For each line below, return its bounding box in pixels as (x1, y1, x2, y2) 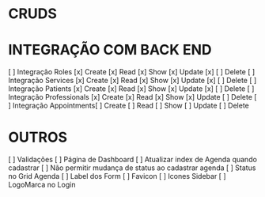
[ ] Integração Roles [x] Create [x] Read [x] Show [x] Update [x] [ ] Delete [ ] (8, 67, 256, 77)
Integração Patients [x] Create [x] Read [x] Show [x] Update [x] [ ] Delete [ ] (8, 84, 255, 93)
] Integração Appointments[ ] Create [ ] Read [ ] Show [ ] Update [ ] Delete (8, 100, 249, 111)
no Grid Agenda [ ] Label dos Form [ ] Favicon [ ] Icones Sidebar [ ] (8, 172, 226, 181)
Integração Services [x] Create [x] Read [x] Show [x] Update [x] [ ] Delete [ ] (8, 76, 257, 85)
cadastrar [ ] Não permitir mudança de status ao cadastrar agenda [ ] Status (8, 163, 256, 172)
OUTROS (8, 128, 68, 146)
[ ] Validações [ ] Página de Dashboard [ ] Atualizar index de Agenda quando (8, 155, 257, 165)
